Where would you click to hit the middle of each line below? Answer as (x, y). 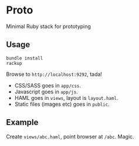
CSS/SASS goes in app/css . (48, 85)
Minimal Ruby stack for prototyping (48, 26)
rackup (14, 63)
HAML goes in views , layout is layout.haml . (66, 98)
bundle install (25, 58)
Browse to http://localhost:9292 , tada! (54, 74)
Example (22, 122)
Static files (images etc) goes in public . (62, 104)
